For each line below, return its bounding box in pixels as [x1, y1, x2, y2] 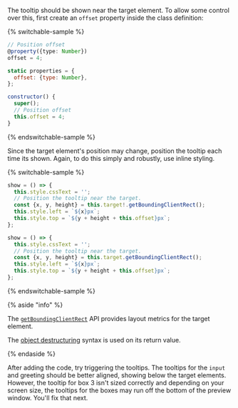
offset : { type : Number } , [14, 74, 88, 81]
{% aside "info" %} [7, 300, 63, 309]
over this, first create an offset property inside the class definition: [7, 14, 204, 22]
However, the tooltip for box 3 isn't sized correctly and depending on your [7, 378, 224, 387]
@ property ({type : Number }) [7, 48, 88, 55]
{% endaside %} [7, 349, 56, 358]
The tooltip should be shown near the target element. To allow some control [7, 6, 230, 14]
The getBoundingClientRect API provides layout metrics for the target [7, 314, 210, 323]
